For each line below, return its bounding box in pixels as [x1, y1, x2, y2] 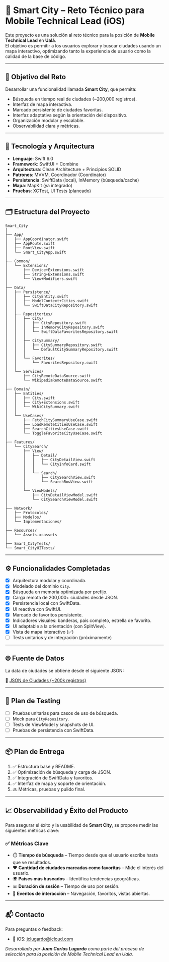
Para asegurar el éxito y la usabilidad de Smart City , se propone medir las [5, 822, 158, 828]
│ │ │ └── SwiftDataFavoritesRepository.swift [5, 329, 118, 334]
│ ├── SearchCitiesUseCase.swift [5, 426, 89, 432]
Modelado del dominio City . [12, 583, 71, 589]
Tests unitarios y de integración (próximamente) [12, 634, 112, 640]
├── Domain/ [5, 387, 30, 392]
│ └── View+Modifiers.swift [5, 276, 78, 281]
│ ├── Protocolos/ [5, 511, 49, 516]
